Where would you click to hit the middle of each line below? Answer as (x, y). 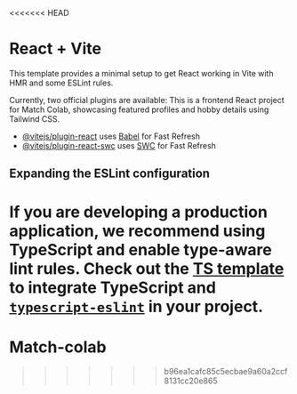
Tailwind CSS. (35, 118)
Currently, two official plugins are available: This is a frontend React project (147, 100)
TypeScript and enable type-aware (141, 249)
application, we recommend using (137, 231)
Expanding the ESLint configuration (110, 174)
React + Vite (56, 49)
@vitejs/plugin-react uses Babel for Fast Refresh (111, 136)
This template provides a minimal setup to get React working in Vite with (141, 73)
